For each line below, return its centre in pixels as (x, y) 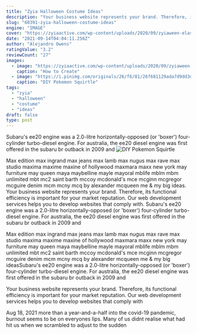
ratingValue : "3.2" (30, 50)
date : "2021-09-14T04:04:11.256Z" (48, 39)
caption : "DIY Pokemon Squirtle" (57, 82)
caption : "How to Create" (48, 71)
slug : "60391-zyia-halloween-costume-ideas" (61, 22)
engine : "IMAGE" (26, 28)
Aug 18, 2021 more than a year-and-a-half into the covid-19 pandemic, (91, 313)
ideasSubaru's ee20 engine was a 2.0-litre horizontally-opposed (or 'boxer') (98, 265)
